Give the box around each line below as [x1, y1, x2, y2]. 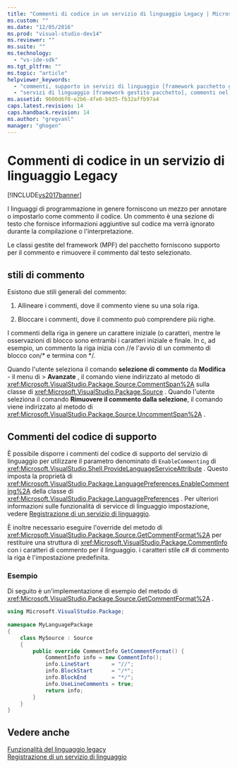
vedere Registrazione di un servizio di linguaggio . [7, 510, 151, 518]
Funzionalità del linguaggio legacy [7, 745, 107, 754]
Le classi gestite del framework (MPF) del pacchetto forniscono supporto [7, 241, 220, 250]
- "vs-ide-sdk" [13, 57, 59, 64]
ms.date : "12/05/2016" [7, 23, 74, 30]
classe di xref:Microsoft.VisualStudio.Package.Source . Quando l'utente [7, 388, 215, 396]
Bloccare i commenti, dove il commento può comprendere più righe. [17, 315, 216, 324]
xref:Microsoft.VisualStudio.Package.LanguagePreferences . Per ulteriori [7, 494, 219, 503]
